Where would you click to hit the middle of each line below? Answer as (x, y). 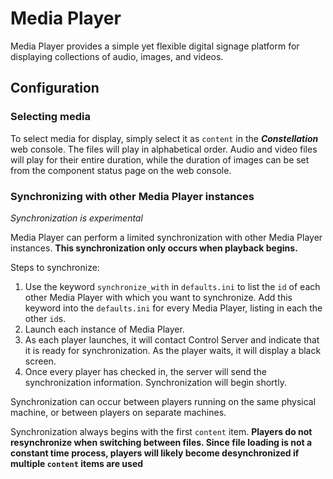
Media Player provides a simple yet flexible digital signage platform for (155, 46)
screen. (40, 361)
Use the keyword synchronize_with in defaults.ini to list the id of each (172, 286)
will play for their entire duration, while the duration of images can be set (160, 159)
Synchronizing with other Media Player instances (132, 196)
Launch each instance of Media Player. (104, 329)
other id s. (45, 318)
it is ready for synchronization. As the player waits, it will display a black (173, 350)
